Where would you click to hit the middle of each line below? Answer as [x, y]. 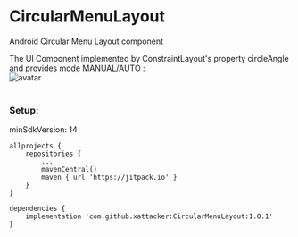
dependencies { [37, 209]
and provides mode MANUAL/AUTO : [77, 68]
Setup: [24, 110]
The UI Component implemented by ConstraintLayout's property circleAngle [149, 58]
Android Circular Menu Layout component [86, 41]
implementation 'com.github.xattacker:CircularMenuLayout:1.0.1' [149, 216]
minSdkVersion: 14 [43, 130]
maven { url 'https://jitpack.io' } [109, 178]
